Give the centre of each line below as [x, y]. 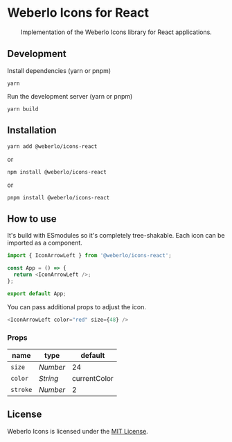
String [49, 378]
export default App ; [37, 293]
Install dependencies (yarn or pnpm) [59, 70]
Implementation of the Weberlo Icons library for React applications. [116, 32]
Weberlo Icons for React [78, 13]
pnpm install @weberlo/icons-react [59, 197]
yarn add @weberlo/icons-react [52, 146]
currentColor [93, 378]
